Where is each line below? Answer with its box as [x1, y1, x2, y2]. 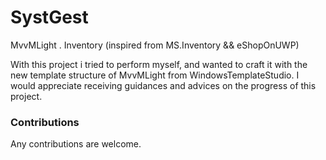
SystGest [10, 6, 89, 29]
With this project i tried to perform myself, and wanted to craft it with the [10, 58, 308, 70]
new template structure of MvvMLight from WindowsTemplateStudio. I [10, 69, 300, 81]
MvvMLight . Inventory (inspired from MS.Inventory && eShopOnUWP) [10, 39, 300, 51]
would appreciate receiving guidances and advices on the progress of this [10, 79, 317, 91]
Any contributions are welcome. [10, 138, 142, 150]
